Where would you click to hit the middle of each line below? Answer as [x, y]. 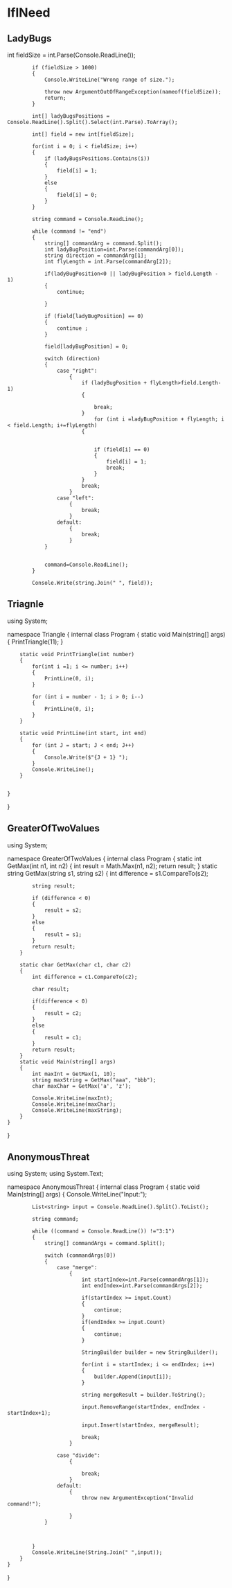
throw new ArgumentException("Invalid [137, 1498]
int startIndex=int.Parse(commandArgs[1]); [145, 1280]
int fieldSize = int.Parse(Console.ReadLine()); [72, 55]
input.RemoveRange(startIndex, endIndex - [144, 1407]
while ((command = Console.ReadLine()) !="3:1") [104, 1231]
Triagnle [25, 604]
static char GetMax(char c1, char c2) [75, 964]
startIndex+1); [29, 1413]
